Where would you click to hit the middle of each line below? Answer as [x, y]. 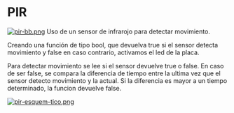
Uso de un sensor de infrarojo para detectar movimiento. [128, 31]
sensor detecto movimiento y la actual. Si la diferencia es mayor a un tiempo [117, 80]
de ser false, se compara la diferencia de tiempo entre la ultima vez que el [114, 73]
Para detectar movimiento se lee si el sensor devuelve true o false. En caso [116, 66]
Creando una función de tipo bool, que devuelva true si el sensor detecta [113, 45]
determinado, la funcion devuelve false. [64, 88]
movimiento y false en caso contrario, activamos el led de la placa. [103, 52]
